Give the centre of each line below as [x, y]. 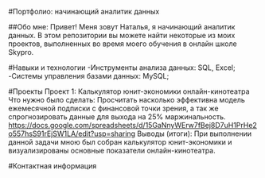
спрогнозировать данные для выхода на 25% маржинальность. [117, 117]
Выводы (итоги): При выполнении [195, 133]
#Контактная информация [53, 166]
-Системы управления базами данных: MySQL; [89, 76]
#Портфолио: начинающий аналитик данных [84, 12]
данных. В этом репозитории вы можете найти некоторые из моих [122, 35]
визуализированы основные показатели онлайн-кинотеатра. [112, 151]
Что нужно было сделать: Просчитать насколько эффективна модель [127, 100]
